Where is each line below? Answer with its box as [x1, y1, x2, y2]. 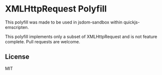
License [5, 53, 30, 61]
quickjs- [123, 19, 140, 25]
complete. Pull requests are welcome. [5, 38, 81, 44]
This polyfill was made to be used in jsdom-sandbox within [5, 19, 123, 25]
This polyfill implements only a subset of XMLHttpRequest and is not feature [5, 34, 158, 39]
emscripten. [5, 24, 29, 30]
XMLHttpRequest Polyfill [5, 3, 107, 14]
